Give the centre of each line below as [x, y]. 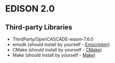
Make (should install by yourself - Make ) [54, 55]
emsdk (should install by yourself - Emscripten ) [61, 44]
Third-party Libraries [39, 27]
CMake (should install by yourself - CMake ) [57, 50]
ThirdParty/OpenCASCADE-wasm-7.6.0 [53, 39]
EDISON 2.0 [30, 9]
